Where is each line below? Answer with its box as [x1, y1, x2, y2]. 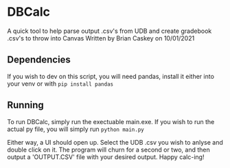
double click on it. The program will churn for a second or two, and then [7, 145, 211, 154]
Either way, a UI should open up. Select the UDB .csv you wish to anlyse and [7, 138, 223, 146]
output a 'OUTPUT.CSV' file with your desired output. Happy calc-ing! [7, 152, 205, 161]
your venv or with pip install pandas [7, 80, 114, 88]
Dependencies [7, 54, 71, 66]
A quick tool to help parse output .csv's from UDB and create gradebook [7, 27, 212, 35]
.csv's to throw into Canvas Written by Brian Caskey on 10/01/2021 [7, 34, 195, 42]
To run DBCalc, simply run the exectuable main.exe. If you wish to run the [7, 117, 215, 125]
